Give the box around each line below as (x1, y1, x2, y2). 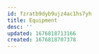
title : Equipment (7, 17, 58, 24)
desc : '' (7, 23, 33, 30)
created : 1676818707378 (7, 36, 77, 43)
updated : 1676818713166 (7, 29, 77, 37)
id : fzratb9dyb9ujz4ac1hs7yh (7, 10, 92, 18)
